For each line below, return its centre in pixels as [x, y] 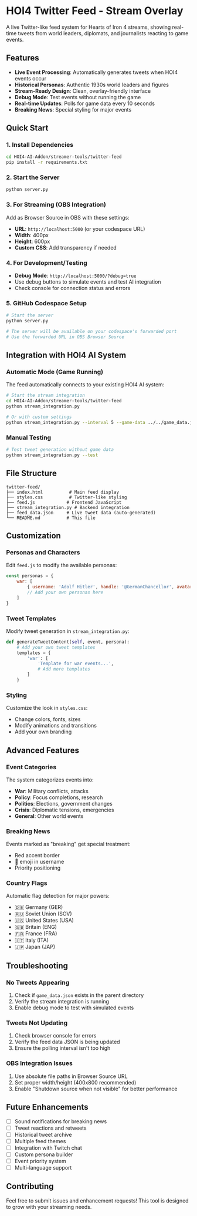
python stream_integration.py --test [52, 455]
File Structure [31, 474]
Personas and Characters [43, 552]
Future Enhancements [47, 1107]
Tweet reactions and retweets [50, 1128]
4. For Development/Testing [47, 262]
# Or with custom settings [39, 417]
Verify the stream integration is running [62, 1002]
